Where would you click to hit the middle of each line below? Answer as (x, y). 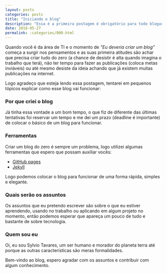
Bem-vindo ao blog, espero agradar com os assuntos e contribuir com (77, 260)
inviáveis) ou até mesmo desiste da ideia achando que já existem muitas (79, 68)
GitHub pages (27, 161)
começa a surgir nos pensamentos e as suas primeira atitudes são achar (80, 52)
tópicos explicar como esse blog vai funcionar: (53, 88)
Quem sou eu (22, 234)
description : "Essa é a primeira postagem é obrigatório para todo (77, 24)
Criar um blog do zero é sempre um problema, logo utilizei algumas (74, 146)
